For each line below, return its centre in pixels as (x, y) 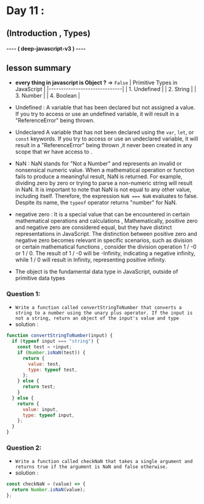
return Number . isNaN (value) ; (49, 490)
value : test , (45, 364)
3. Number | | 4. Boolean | (47, 95)
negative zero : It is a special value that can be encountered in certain (102, 214)
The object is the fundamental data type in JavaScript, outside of (97, 271)
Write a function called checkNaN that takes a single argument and (104, 462)
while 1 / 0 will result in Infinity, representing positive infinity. (90, 260)
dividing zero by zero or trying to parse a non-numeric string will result (104, 183)
